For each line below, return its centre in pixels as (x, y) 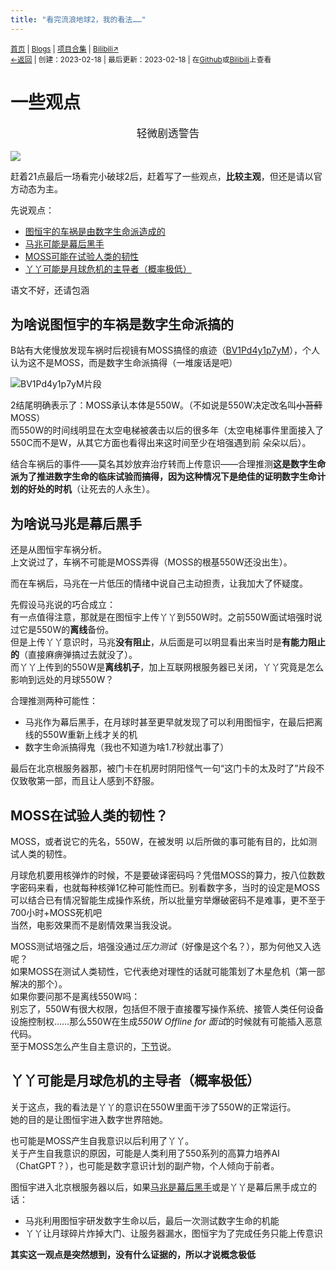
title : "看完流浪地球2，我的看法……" (78, 19)
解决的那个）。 (39, 984)
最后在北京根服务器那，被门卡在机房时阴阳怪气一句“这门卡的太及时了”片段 (163, 768)
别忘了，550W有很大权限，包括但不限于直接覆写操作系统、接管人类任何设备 (167, 1009)
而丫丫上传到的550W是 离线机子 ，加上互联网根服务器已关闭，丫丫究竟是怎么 (167, 667)
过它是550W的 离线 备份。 (62, 630)
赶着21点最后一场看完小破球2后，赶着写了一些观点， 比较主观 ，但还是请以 (162, 176)
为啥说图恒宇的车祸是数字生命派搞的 (122, 324)
